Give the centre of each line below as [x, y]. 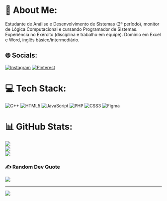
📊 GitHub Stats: [39, 127]
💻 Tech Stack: [36, 88]
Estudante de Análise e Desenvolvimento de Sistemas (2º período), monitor [82, 24]
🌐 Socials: [21, 55]
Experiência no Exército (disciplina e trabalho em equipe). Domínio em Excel [83, 34]
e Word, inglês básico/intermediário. [42, 40]
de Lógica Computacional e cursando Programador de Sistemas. [71, 29]
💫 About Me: [31, 10]
